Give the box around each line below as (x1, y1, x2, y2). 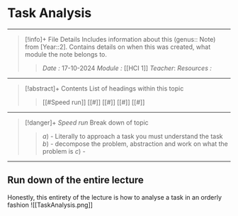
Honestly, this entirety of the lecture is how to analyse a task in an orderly (7, 193, 222, 201)
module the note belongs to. (24, 50, 108, 58)
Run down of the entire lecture (7, 174, 144, 186)
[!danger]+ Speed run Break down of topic (24, 118, 149, 127)
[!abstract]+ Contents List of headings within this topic (24, 84, 184, 93)
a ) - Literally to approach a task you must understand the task (42, 132, 223, 140)
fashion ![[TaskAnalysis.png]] (7, 200, 93, 209)
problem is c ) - (42, 147, 86, 155)
